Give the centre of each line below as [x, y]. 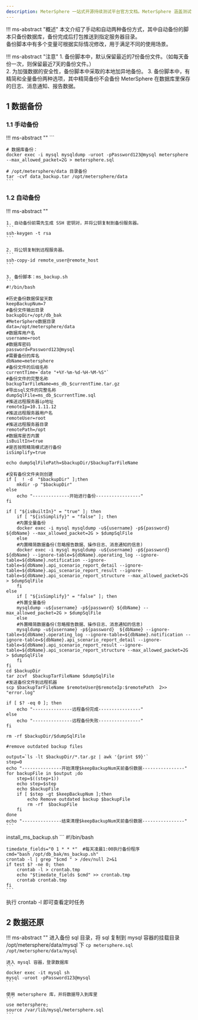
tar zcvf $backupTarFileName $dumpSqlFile [60, 676]
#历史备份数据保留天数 [29, 299]
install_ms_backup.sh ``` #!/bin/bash [50, 837]
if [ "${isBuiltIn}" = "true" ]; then [54, 511]
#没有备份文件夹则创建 [29, 474]
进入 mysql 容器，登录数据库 [37, 963]
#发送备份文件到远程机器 [32, 682]
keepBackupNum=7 [26, 304]
